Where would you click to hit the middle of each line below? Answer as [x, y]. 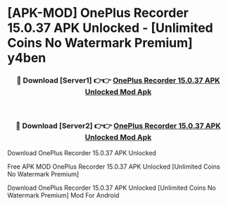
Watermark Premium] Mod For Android [63, 195]
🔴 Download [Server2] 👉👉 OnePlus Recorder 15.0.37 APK [118, 126]
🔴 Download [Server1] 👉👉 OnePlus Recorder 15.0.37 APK [118, 80]
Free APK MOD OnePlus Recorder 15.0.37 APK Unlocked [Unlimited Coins [114, 166]
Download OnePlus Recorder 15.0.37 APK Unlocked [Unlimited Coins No [112, 188]
